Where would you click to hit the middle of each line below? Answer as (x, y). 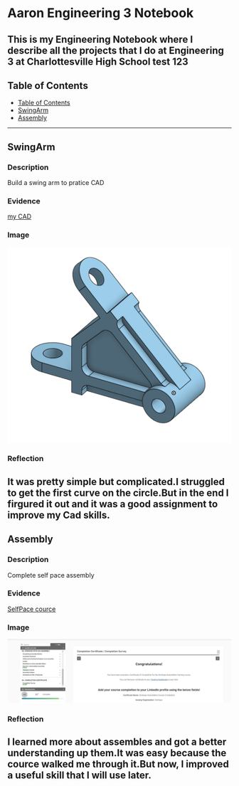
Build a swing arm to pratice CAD (56, 183)
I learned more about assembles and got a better (117, 742)
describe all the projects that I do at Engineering (116, 50)
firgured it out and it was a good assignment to (113, 504)
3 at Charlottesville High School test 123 (98, 62)
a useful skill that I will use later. (79, 776)
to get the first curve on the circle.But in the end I (118, 493)
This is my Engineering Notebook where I (100, 39)
